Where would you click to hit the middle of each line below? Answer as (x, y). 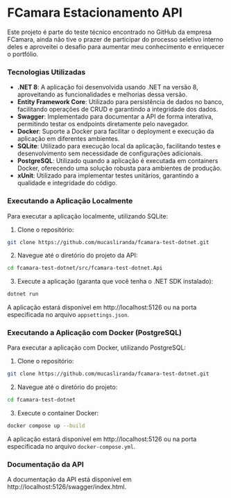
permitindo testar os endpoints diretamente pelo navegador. (103, 124)
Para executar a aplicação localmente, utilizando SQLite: (88, 216)
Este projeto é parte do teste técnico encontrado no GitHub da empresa (110, 32)
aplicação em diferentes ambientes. (68, 139)
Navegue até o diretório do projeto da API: (77, 255)
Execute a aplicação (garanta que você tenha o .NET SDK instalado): (115, 282)
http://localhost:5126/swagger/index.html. (67, 487)
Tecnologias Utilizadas (46, 72)
